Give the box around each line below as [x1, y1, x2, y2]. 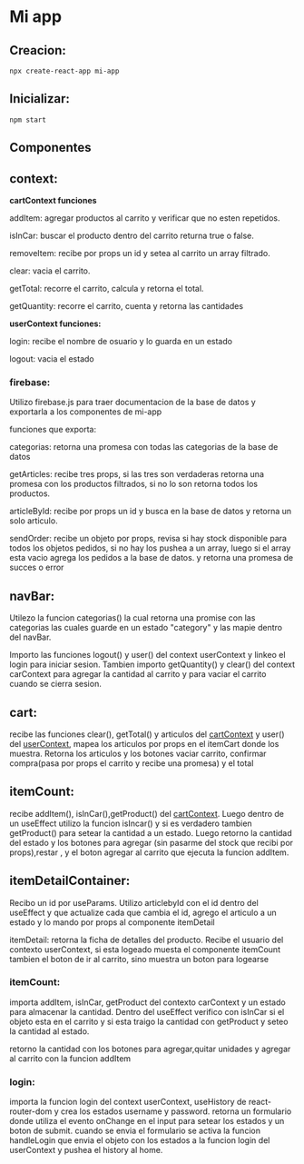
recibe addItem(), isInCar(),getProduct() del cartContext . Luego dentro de [9, 808, 284, 819]
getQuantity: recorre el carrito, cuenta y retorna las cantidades [9, 301, 243, 312]
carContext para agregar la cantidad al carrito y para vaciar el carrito [9, 669, 267, 680]
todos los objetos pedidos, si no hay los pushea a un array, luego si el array [9, 542, 291, 553]
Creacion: [9, 43, 66, 58]
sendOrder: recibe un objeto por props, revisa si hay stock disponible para [9, 533, 288, 544]
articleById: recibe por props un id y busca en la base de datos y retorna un [9, 506, 292, 517]
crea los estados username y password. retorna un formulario [60, 1106, 292, 1117]
